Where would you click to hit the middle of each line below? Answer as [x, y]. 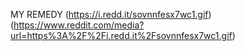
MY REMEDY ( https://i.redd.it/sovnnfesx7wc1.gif [109, 14]
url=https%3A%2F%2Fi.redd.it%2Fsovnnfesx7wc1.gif [121, 35]
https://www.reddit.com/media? [79, 25]
